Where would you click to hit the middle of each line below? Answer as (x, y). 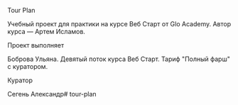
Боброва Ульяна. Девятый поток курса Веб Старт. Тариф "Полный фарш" (119, 59)
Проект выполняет (36, 45)
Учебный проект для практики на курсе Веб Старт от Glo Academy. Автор (119, 24)
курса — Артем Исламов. (46, 32)
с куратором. (28, 66)
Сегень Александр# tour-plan (52, 94)
